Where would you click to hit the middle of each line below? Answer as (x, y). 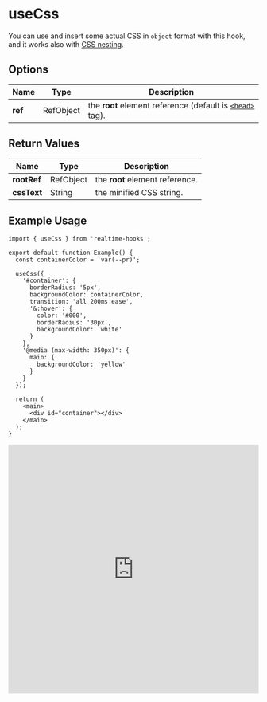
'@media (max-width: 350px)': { (76, 351)
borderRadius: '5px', (65, 288)
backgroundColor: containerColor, (87, 295)
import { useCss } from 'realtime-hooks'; (79, 239)
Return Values (44, 144)
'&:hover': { (51, 309)
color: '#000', (62, 316)
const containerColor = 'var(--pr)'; (78, 260)
